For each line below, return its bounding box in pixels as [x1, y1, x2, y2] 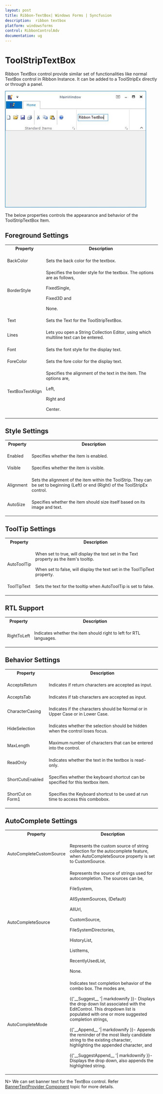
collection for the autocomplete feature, [69, 848, 149, 854]
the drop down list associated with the [69, 1001, 146, 1007]
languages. [34, 636, 57, 641]
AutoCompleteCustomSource [7, 850, 66, 856]
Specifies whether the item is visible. [31, 465, 105, 471]
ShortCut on [7, 791, 32, 797]
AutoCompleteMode [7, 1021, 48, 1027]
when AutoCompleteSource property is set [69, 853, 155, 859]
